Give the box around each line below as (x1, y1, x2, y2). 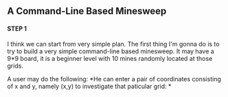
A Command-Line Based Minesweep (7, 5, 167, 17)
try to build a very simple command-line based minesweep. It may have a (7, 47, 214, 55)
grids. (7, 61, 24, 70)
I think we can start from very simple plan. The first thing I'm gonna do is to (7, 40, 220, 48)
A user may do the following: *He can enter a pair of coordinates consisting (7, 74, 221, 83)
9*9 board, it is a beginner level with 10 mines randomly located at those (7, 54, 213, 62)
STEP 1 (7, 24, 27, 33)
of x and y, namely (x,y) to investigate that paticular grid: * (7, 82, 172, 90)
